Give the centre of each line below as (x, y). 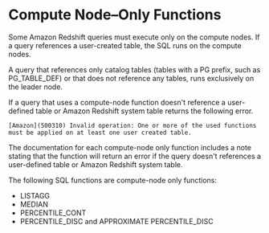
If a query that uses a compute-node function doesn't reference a (117, 102)
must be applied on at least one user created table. (100, 133)
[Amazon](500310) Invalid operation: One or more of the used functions (132, 125)
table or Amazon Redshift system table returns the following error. (145, 111)
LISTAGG (35, 195)
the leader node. (35, 87)
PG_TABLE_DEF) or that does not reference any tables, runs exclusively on (131, 78)
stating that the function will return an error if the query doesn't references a (135, 156)
